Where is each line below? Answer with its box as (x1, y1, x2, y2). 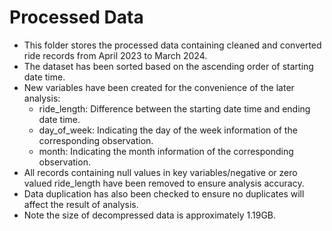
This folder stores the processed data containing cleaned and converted (23, 39, 322, 51)
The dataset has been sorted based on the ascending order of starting (23, 60, 314, 72)
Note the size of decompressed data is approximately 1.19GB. (23, 209, 277, 221)
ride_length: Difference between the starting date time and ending (38, 102, 311, 115)
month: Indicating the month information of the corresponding (38, 145, 294, 157)
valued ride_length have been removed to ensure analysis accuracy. (23, 177, 305, 189)
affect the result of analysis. (23, 198, 139, 210)
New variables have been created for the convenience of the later (23, 81, 295, 93)
